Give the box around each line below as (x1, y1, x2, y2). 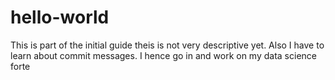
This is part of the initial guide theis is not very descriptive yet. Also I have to (10, 39, 325, 51)
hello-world (10, 6, 110, 29)
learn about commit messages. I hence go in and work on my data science (10, 49, 317, 61)
